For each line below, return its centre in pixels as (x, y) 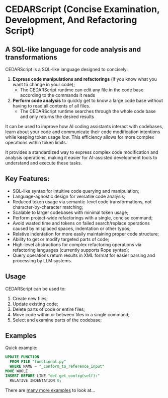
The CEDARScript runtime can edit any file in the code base (82, 90)
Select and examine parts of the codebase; (57, 320)
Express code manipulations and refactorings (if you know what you (85, 79)
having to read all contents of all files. (51, 106)
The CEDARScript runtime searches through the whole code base (88, 111)
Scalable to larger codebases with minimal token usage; (70, 212)
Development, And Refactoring (71, 20)
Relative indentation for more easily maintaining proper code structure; (86, 234)
